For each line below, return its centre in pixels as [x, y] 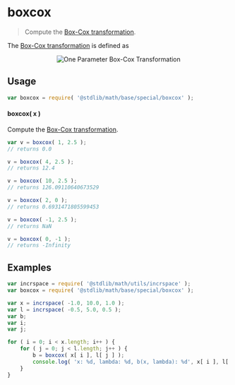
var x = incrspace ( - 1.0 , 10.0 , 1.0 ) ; [66, 303]
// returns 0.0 [30, 149]
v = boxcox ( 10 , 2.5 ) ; [42, 181]
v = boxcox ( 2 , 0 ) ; [38, 201]
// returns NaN [30, 226]
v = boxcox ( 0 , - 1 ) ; [39, 239]
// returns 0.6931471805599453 [53, 207]
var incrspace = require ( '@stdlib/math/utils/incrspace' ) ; [99, 284]
